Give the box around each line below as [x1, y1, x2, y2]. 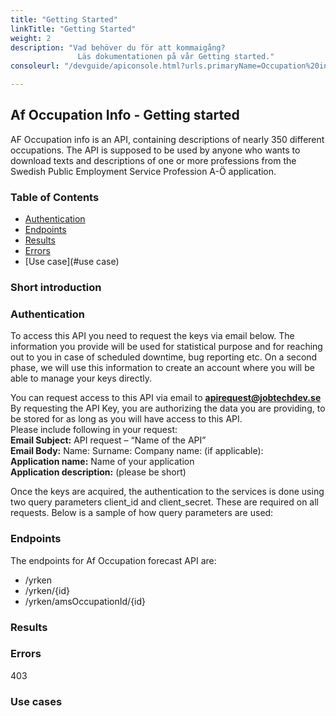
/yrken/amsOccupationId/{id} [24, 595, 147, 607]
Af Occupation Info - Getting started [10, 107, 240, 124]
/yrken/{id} [24, 584, 70, 596]
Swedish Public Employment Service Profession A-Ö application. [10, 165, 277, 177]
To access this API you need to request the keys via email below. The [10, 330, 295, 342]
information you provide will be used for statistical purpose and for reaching [10, 341, 323, 353]
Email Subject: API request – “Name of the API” [10, 434, 207, 446]
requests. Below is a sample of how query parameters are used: [10, 507, 274, 519]
